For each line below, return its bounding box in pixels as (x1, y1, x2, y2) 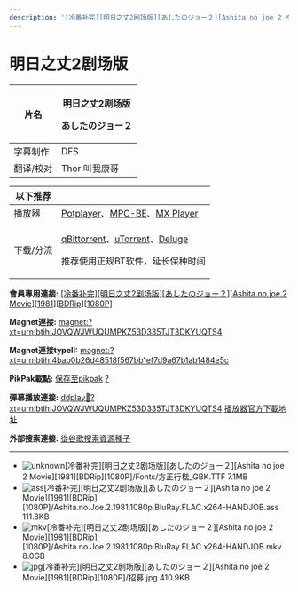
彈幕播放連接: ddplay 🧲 (9, 391, 91, 402)
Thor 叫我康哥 (60, 162, 120, 174)
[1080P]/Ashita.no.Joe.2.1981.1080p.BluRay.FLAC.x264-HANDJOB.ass (21, 501, 279, 512)
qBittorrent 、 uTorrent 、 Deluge (60, 233, 189, 245)
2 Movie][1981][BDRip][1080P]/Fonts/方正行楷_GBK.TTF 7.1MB (21, 471, 248, 482)
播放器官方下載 (223, 403, 279, 414)
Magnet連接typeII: (9, 344, 78, 355)
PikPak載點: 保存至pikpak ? (9, 373, 109, 383)
